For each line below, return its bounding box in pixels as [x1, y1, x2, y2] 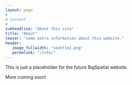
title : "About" [5, 31, 38, 36]
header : [5, 41, 22, 46]
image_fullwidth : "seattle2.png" [12, 45, 83, 50]
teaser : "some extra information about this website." [5, 36, 124, 41]
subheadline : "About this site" [5, 26, 74, 32]
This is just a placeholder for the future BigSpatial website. [5, 64, 128, 70]
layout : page [5, 7, 33, 13]
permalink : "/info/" [12, 50, 56, 55]
